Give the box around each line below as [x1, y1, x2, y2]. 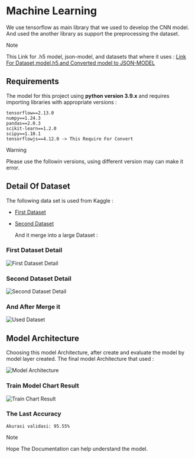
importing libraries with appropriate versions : [6, 98, 117, 105]
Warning [6, 146, 27, 153]
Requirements [6, 76, 59, 87]
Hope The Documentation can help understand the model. [6, 445, 148, 452]
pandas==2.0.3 [6, 120, 41, 126]
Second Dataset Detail [6, 274, 72, 283]
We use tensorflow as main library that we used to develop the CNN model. [6, 24, 190, 31]
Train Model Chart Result [6, 382, 79, 390]
